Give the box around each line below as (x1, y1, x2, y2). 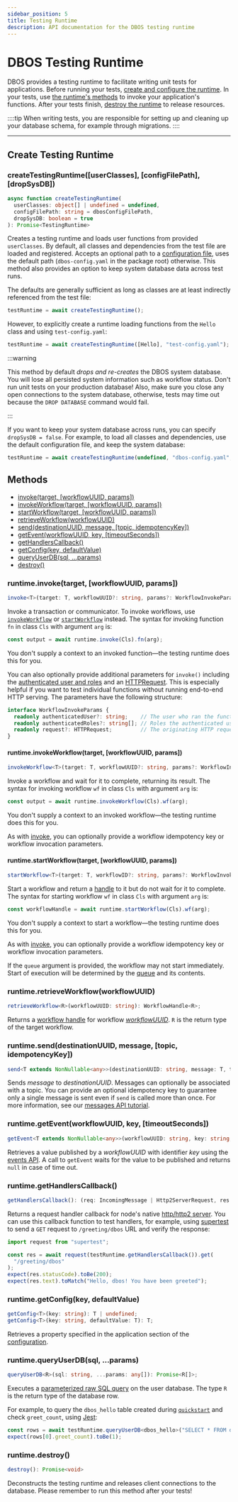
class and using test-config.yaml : (7, 327, 108, 336)
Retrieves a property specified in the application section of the (7, 1330, 190, 1339)
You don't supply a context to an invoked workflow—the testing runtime (7, 811, 217, 820)
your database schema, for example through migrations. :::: (7, 121, 181, 130)
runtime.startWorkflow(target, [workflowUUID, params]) (7, 856, 177, 865)
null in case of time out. (7, 1163, 78, 1171)
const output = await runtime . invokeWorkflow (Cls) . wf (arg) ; (7, 798, 189, 806)
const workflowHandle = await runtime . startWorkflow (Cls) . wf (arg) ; (7, 906, 211, 913)
